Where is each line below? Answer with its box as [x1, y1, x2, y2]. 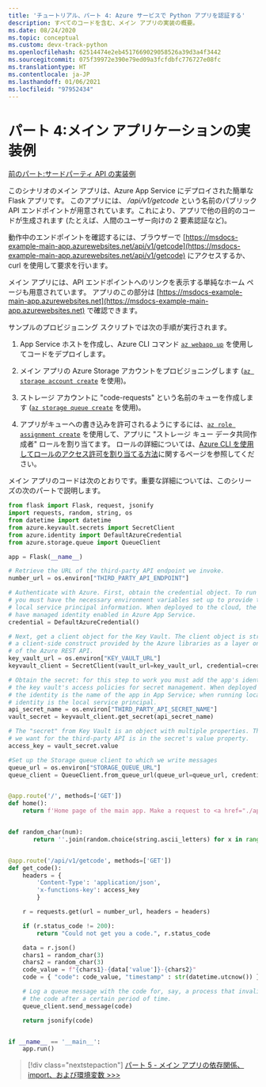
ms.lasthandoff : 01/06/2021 [8, 78, 101, 86]
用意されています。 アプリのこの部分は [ [28, 287, 160, 297]
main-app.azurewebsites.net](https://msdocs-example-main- [8, 296, 209, 306]
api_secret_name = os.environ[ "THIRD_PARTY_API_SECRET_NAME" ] [8, 705, 218, 713]
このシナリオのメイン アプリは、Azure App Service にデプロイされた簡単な [8, 186, 254, 196]
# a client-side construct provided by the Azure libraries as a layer [8, 640, 249, 648]
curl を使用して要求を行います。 [8, 260, 112, 270]
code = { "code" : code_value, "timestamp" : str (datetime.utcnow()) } [22, 973, 260, 982]
